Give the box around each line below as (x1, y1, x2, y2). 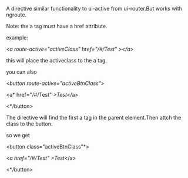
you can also (6, 68, 37, 75)
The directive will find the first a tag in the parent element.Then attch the (6, 114, 182, 121)
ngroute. (6, 11, 27, 18)
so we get (6, 132, 31, 139)
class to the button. (6, 120, 53, 127)
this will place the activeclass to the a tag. (6, 57, 108, 64)
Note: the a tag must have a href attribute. (6, 23, 108, 29)
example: (6, 34, 28, 41)
